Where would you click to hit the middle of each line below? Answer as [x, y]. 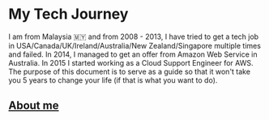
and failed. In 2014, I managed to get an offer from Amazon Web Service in [133, 54]
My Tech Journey [68, 14]
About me [34, 106]
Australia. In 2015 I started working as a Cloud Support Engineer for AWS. [131, 62]
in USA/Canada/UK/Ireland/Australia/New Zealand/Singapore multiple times [135, 45]
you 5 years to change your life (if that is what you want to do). [113, 80]
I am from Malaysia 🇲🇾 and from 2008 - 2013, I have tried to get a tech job [134, 36]
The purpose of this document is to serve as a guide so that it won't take [130, 71]
